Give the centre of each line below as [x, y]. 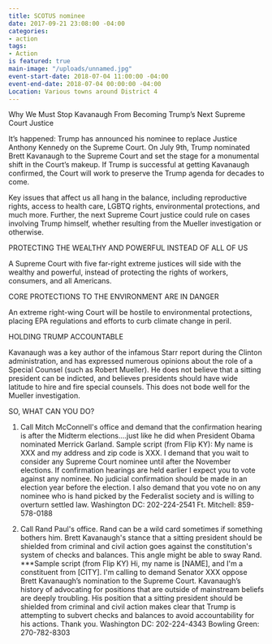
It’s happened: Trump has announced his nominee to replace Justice [123, 139]
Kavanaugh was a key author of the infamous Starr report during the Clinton [135, 352]
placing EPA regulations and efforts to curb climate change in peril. [120, 321]
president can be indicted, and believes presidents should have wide [123, 378]
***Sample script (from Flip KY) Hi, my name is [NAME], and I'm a [132, 564]
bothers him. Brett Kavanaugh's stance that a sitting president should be [141, 538]
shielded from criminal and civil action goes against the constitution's [136, 547]
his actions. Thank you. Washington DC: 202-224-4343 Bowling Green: [140, 624]
